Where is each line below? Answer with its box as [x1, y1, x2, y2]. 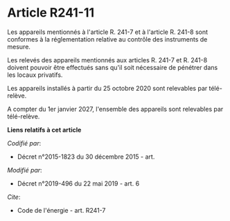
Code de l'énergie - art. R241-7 [17, 206, 106, 214]
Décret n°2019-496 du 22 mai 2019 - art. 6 [17, 179, 140, 188]
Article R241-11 [7, 5, 95, 21]
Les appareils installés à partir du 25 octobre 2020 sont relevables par [7, 84, 208, 92]
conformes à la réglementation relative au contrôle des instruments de [7, 35, 208, 43]
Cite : [7, 193, 21, 201]
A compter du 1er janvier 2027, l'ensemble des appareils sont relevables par [7, 105, 224, 113]
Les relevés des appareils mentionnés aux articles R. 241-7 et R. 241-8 [7, 55, 208, 64]
